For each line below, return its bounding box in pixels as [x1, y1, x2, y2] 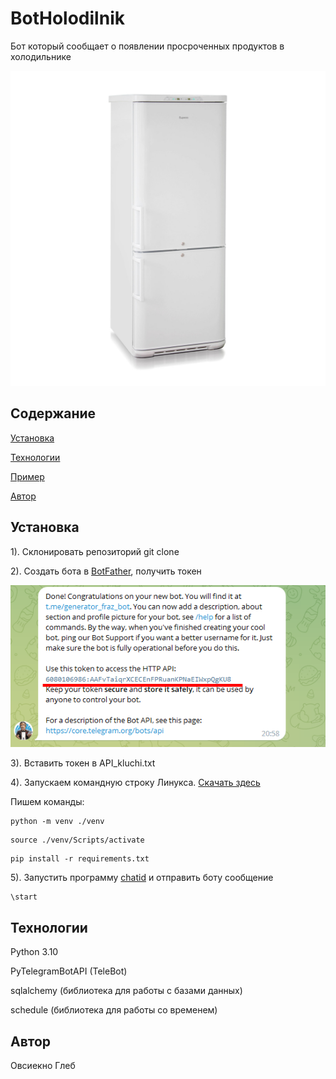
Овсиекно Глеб [10, 1060, 76, 1072]
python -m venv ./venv [10, 817, 105, 827]
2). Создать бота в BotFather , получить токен [10, 565, 202, 577]
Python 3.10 [10, 946, 59, 958]
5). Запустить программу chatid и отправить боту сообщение [10, 872, 274, 884]
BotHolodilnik [10, 7, 125, 30]
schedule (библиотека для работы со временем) [10, 1004, 218, 1016]
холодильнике [10, 50, 72, 62]
